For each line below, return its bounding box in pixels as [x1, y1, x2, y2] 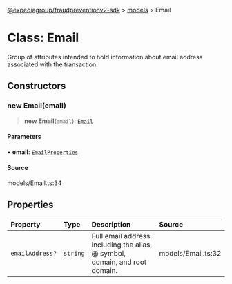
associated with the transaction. [7, 60, 98, 68]
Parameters [7, 133, 41, 141]
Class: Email [7, 30, 79, 46]
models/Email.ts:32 [158, 248, 222, 258]
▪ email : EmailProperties [7, 148, 79, 156]
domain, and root [91, 257, 147, 267]
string [63, 249, 85, 257]
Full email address [91, 231, 151, 240]
